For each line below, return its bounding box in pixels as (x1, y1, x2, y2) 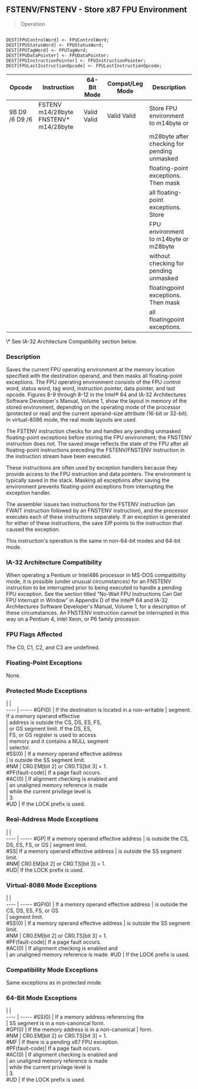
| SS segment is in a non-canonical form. (6, 1020, 105, 1027)
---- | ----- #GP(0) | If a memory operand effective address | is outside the (6, 901, 187, 908)
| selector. (6, 744, 31, 751)
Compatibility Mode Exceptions (6, 966, 98, 974)
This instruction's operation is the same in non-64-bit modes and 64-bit (6, 537, 181, 544)
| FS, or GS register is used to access (6, 732, 96, 739)
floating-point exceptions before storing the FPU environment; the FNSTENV (6, 434, 192, 441)
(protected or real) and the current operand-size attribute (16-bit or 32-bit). (6, 410, 189, 417)
